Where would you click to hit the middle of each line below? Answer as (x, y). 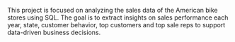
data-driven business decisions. (54, 32)
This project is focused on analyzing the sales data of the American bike (113, 10)
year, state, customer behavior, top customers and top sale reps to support (116, 25)
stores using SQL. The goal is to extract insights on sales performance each (118, 17)
